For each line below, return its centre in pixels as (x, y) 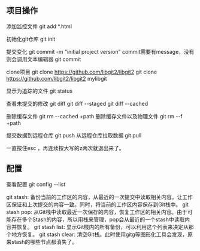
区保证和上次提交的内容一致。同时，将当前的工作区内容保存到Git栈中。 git (97, 204)
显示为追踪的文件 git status (40, 91)
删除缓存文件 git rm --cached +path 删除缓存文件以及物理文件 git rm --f (94, 116)
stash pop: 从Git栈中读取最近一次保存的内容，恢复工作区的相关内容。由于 (97, 212)
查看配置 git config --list (36, 184)
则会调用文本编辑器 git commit (44, 59)
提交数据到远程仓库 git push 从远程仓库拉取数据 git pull (74, 135)
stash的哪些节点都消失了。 (44, 241)
